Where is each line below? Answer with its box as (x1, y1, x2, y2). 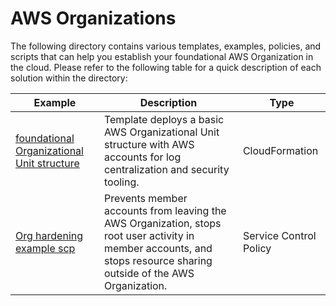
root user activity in (103, 228, 195, 242)
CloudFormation (242, 143, 319, 157)
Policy (242, 241, 272, 255)
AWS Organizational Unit (103, 125, 220, 139)
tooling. (103, 175, 140, 189)
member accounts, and (103, 241, 213, 255)
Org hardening (15, 228, 84, 242)
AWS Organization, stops (103, 216, 222, 230)
